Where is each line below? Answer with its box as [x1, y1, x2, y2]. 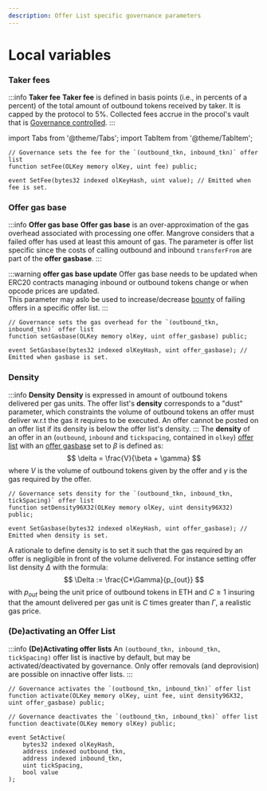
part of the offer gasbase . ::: [8, 254, 102, 264]
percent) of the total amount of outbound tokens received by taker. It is [8, 101, 241, 111]
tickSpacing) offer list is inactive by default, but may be [8, 652, 191, 662]
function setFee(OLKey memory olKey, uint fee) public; [8, 163, 198, 171]
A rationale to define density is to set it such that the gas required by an [8, 545, 243, 554]
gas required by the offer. [8, 474, 92, 484]
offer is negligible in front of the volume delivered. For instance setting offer [8, 554, 257, 563]
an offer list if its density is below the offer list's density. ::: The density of [8, 424, 251, 433]
